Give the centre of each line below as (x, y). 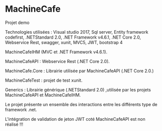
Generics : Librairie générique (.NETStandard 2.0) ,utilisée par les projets (78, 89)
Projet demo (17, 22)
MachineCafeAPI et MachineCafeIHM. (43, 95)
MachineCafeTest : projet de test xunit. (44, 80)
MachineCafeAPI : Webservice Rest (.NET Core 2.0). (57, 61)
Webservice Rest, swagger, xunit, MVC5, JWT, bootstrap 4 (64, 42)
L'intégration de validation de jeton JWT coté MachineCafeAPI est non (75, 119)
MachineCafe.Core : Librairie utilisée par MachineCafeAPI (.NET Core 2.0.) (80, 71)
